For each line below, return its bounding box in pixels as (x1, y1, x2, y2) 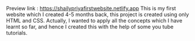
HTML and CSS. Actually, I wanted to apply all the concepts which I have (6, 17, 183, 24)
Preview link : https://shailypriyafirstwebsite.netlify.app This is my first (6, 5, 176, 12)
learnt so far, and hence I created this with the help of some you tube (6, 23, 174, 30)
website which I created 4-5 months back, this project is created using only (6, 11, 190, 18)
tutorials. (6, 29, 28, 36)
